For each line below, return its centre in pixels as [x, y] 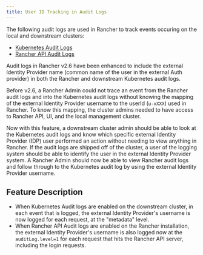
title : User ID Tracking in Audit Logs [57, 12]
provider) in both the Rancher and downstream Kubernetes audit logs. [93, 78]
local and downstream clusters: [45, 36]
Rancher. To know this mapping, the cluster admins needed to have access [100, 109]
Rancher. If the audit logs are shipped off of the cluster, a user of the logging [102, 147]
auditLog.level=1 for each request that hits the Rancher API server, [99, 239]
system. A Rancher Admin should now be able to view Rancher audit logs [98, 160]
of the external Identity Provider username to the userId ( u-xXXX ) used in [96, 103]
